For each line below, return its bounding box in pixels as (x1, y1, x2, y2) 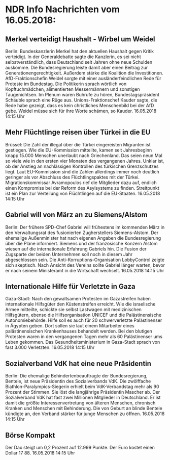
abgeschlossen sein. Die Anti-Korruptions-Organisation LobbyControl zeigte (5, 257, 165, 263)
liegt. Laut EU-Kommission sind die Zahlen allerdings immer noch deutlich (5, 168, 160, 174)
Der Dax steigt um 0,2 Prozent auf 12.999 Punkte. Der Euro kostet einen (5, 445, 155, 451)
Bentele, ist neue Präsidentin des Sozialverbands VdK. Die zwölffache (5, 378, 151, 385)
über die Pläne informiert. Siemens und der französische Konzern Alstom (5, 240, 158, 246)
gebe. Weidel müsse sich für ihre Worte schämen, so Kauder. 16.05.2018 (5, 108, 157, 114)
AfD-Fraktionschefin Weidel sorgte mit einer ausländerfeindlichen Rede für (5, 75, 161, 81)
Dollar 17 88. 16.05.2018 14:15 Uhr (5, 450, 75, 456)
